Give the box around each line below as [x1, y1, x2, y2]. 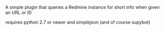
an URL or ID [5, 9, 32, 15]
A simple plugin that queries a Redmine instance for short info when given [5, 4, 160, 10]
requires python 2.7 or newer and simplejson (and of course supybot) [5, 19, 151, 25]
